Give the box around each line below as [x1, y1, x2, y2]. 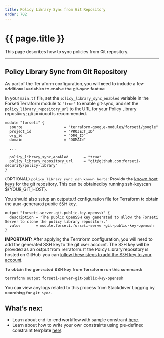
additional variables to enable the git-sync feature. [5, 86, 106, 92]
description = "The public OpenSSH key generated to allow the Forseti [9, 215, 159, 220]
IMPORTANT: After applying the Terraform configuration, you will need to [5, 236, 153, 242]
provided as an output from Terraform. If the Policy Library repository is [5, 247, 149, 252]
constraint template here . [12, 327, 63, 333]
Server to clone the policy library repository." [5, 219, 108, 224]
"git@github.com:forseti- [88, 159, 141, 164]
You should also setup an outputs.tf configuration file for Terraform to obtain [5, 196, 159, 202]
